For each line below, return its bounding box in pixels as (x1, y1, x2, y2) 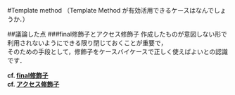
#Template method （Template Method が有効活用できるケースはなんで (7, 6, 215, 14)
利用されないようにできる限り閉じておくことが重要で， (7, 39, 167, 47)
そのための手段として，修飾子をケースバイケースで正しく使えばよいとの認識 (7, 48, 229, 56)
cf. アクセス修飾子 (7, 80, 60, 88)
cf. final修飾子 (7, 71, 49, 80)
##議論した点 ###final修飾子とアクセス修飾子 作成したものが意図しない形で (7, 30, 227, 38)
